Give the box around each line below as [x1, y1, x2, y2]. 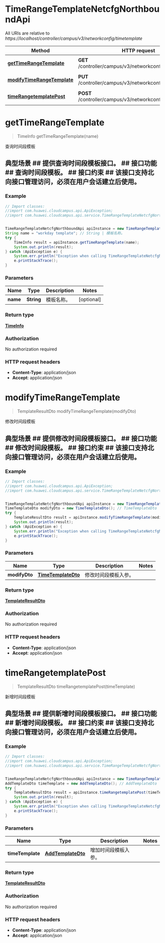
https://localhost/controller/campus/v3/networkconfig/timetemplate [5, 35, 142, 41]
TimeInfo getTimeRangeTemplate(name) [17, 133, 99, 139]
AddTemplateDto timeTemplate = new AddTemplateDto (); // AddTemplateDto [5, 781, 157, 786]
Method [31, 47, 50, 54]
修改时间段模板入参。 [84, 571, 134, 578]
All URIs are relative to [5, 30, 50, 36]
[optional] [78, 296, 102, 303]
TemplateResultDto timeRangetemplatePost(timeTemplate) [17, 683, 136, 690]
